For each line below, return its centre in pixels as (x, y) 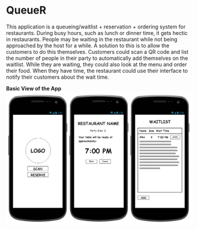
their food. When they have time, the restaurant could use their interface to (97, 70)
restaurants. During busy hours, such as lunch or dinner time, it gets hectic (97, 33)
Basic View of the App (34, 88)
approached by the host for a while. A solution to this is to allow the (88, 46)
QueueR (26, 10)
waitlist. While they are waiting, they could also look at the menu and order (97, 64)
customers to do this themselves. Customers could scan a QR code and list (97, 51)
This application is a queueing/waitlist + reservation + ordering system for (96, 27)
